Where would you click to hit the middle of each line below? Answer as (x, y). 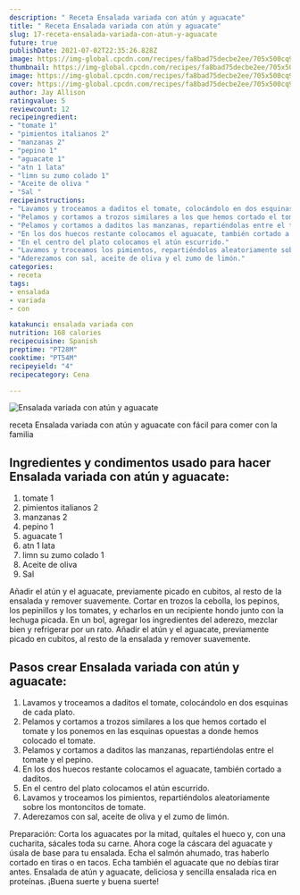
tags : (19, 283)
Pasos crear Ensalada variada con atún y (125, 667)
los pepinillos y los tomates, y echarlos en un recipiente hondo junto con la (146, 611)
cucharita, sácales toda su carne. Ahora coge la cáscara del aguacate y (141, 843)
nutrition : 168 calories (55, 333)
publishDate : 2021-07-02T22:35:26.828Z (83, 51)
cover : (21, 84)
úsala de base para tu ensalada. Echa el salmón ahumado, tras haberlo (139, 853)
